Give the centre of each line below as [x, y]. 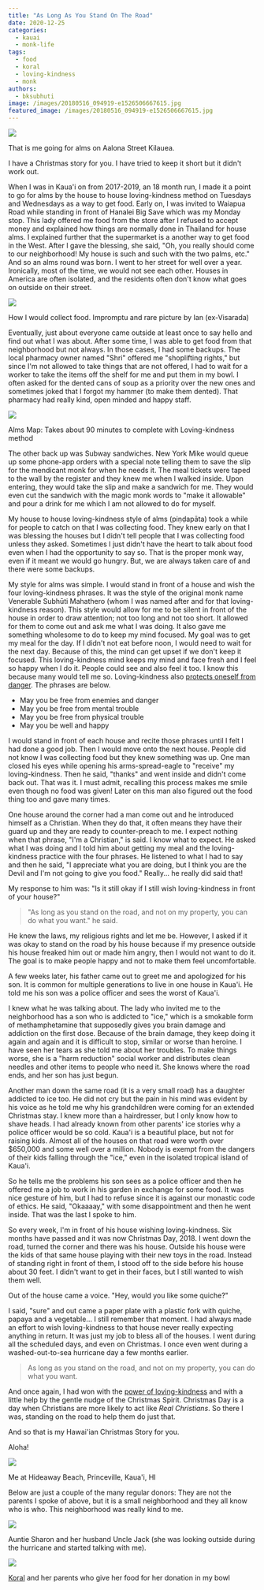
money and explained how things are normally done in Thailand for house [127, 229]
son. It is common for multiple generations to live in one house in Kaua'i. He [131, 985]
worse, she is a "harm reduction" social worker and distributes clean [119, 1058]
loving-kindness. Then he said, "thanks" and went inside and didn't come [127, 774]
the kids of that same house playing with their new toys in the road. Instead [130, 1255]
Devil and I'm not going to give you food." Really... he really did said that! [126, 873]
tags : [17, 52]
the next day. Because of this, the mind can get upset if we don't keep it [125, 652]
